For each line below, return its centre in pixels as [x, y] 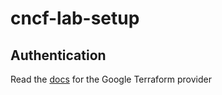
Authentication [58, 55]
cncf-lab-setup [75, 18]
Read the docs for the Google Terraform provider [111, 79]
